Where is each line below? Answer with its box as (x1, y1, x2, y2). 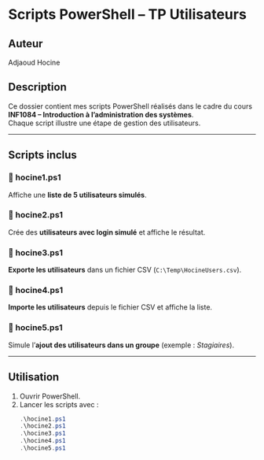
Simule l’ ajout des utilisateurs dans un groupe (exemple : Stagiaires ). (8, 340, 234, 350)
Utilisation (8, 370, 60, 384)
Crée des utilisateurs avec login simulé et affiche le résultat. (8, 227, 206, 237)
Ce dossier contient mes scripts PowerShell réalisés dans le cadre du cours (8, 101, 253, 111)
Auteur (8, 37, 43, 50)
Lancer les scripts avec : (19, 399, 100, 409)
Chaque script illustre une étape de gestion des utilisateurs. (8, 118, 201, 128)
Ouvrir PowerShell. (19, 391, 81, 401)
